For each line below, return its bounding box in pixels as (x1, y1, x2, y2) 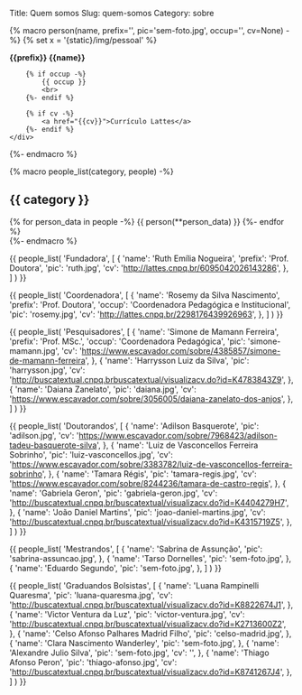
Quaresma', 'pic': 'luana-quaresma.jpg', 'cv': (9, 589, 173, 600)
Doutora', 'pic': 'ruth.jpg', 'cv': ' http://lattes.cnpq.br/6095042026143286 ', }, (9, 262, 289, 273)
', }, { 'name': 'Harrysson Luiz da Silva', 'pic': (85, 355, 250, 366)
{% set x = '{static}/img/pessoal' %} (22, 35, 158, 45)
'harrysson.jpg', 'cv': (9, 365, 86, 375)
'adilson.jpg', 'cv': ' (9, 430, 79, 440)
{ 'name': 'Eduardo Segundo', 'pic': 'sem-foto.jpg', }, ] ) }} (9, 562, 223, 573)
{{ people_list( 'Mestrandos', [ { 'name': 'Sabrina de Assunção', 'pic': (9, 543, 263, 554)
